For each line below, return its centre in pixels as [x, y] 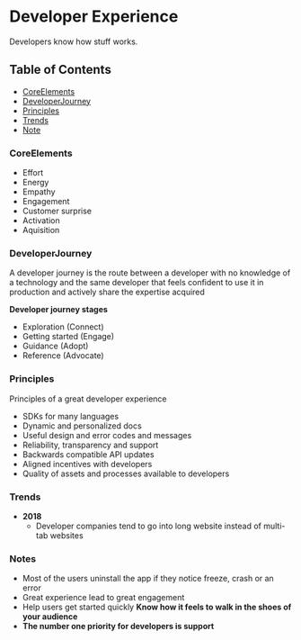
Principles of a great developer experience [89, 399]
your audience [50, 617]
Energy [35, 183]
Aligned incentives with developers [87, 464]
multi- [274, 526]
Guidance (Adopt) [55, 346]
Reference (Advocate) [63, 356]
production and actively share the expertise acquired [107, 292]
